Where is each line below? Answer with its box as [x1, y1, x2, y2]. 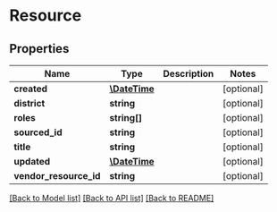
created [13, 82, 47, 95]
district [13, 98, 46, 109]
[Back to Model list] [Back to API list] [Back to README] [9, 193, 214, 203]
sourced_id [13, 126, 63, 139]
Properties [9, 41, 70, 56]
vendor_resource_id [13, 170, 101, 182]
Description [163, 68, 214, 80]
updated [13, 156, 51, 167]
